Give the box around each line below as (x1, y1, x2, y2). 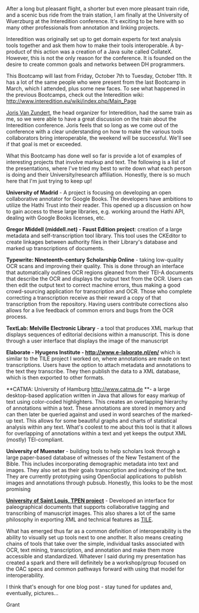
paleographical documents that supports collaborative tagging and (6, 504, 169, 510)
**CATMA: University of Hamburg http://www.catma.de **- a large (6, 386, 170, 392)
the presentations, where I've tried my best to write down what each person (6, 165, 192, 172)
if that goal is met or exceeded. (6, 141, 83, 147)
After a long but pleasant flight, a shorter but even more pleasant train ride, (6, 5, 189, 12)
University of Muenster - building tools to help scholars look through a (6, 448, 180, 454)
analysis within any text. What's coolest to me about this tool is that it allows (6, 423, 192, 430)
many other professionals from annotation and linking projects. (6, 24, 160, 31)
